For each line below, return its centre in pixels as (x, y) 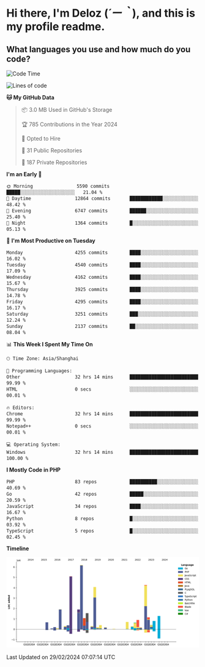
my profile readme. (56, 27)
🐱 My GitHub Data (31, 97)
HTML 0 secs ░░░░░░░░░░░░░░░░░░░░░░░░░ (102, 389)
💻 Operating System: (34, 445)
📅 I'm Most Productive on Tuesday (51, 240)
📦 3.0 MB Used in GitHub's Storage (67, 110)
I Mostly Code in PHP (34, 470)
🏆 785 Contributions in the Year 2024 (69, 124)
